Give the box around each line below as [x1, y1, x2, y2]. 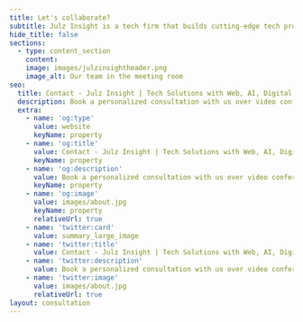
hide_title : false [9, 30, 78, 39]
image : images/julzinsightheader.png [25, 64, 168, 73]
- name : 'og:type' [25, 114, 95, 123]
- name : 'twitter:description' [25, 256, 143, 266]
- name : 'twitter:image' [25, 273, 119, 282]
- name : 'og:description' [25, 164, 124, 173]
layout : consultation [9, 299, 91, 308]
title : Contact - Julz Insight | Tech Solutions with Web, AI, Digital [17, 88, 293, 97]
